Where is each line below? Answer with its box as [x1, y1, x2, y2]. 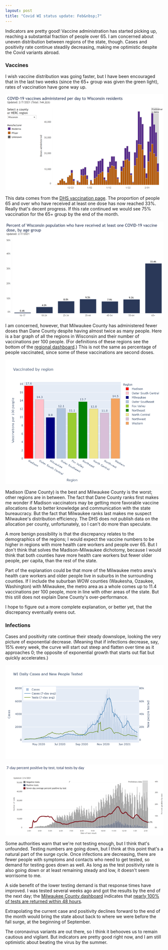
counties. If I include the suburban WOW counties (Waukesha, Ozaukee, [5, 578, 154, 584]
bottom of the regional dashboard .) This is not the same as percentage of [5, 344, 157, 350]
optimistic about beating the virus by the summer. [5, 939, 108, 945]
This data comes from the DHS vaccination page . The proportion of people [5, 195, 160, 201]
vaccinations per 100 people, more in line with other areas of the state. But [5, 589, 159, 595]
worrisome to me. [5, 872, 42, 879]
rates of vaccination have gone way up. [5, 84, 87, 90]
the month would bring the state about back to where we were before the [5, 913, 156, 919]
